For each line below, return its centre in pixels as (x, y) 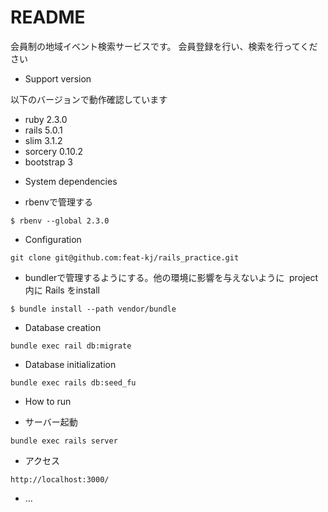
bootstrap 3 (48, 162)
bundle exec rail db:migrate (71, 346)
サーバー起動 (51, 422)
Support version (58, 78)
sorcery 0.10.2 (54, 151)
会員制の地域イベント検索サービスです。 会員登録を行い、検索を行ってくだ (164, 46)
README (48, 17)
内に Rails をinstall (62, 290)
